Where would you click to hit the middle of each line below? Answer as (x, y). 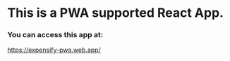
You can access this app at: (55, 35)
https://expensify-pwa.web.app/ (54, 50)
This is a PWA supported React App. (116, 13)
